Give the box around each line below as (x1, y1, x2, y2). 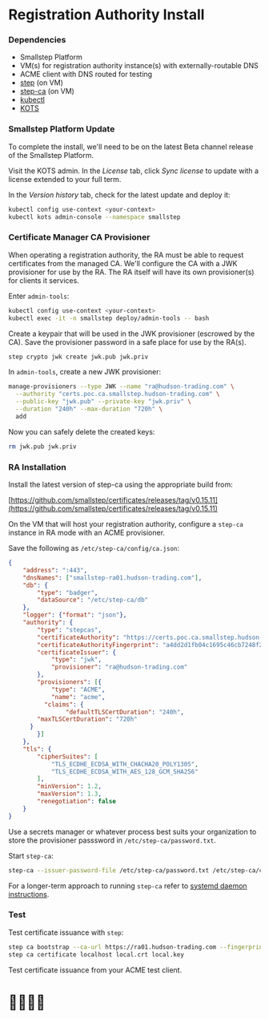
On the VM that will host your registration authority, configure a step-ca (8, 520, 244, 528)
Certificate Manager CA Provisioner (8, 232, 151, 243)
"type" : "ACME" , (50, 685, 106, 693)
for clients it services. (8, 275, 80, 285)
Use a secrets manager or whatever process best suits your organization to (8, 827, 257, 836)
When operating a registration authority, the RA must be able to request (8, 250, 244, 260)
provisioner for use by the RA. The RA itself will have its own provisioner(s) (8, 267, 255, 277)
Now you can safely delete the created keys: (8, 427, 155, 436)
